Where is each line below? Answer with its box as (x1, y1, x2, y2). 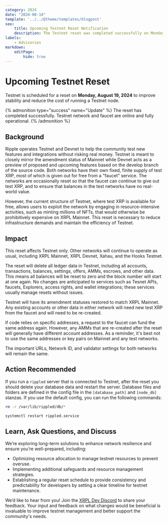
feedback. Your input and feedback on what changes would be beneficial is (5, 503, 161, 509)
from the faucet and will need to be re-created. (5, 309, 102, 316)
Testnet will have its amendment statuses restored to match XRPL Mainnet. (5, 299, 159, 305)
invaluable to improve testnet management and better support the (5, 508, 141, 514)
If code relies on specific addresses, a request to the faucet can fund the (5, 320, 155, 326)
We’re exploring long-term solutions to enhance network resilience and (5, 441, 151, 447)
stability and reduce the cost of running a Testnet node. (5, 97, 120, 103)
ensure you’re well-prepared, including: (5, 446, 86, 452)
